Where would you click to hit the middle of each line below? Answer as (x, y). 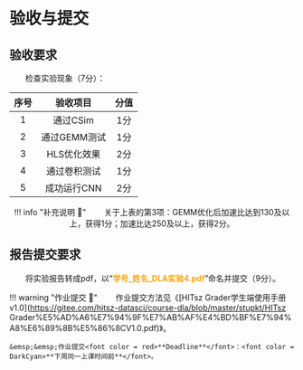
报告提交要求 (45, 255)
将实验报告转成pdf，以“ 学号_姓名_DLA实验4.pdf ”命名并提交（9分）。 (153, 278)
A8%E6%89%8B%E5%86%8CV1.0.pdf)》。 (90, 327)
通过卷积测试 (74, 171)
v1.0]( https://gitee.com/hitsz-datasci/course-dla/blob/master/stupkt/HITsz (148, 308)
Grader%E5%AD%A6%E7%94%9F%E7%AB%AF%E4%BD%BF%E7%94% (151, 317)
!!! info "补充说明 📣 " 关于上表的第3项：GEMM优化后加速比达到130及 (148, 212)
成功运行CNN (73, 188)
